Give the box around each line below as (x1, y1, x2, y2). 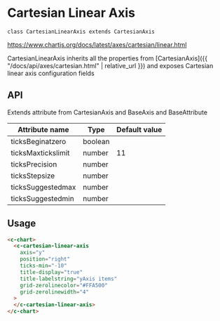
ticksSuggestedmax (11, 182, 76, 192)
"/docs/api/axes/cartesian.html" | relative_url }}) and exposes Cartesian (7, 61, 214, 70)
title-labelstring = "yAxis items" (20, 275, 118, 282)
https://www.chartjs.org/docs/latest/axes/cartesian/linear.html (7, 40, 187, 48)
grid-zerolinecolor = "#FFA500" (20, 282, 109, 289)
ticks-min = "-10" (20, 262, 68, 270)
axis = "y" (20, 249, 46, 256)
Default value (116, 124, 163, 134)
